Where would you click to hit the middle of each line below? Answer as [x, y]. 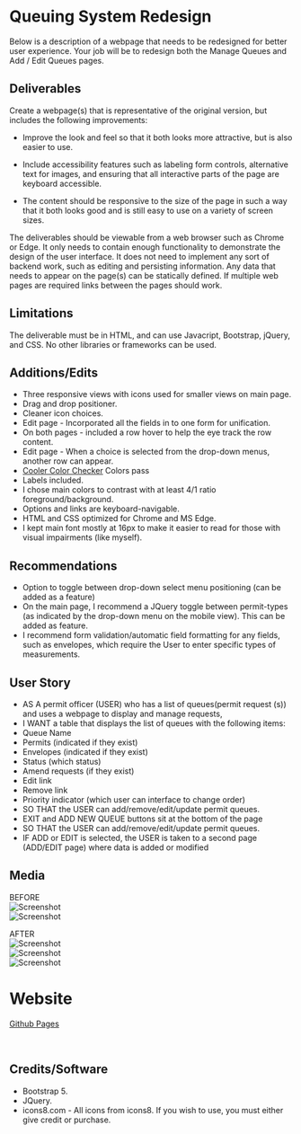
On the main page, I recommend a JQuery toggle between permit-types [155, 607]
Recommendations [63, 566]
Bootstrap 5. [45, 1091]
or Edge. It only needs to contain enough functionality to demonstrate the [145, 247]
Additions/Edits [54, 372]
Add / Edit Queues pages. [57, 60]
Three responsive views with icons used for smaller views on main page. [157, 394]
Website [41, 998]
